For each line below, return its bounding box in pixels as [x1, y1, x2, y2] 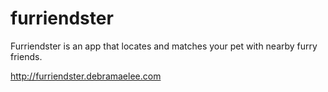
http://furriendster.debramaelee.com [10, 70, 162, 82]
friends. [10, 50, 43, 62]
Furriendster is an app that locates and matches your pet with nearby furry [10, 40, 318, 52]
